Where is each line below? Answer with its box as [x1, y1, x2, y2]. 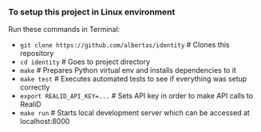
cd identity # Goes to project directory [19, 57, 150, 66]
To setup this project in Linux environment [8, 6, 176, 18]
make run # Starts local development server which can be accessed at [19, 108, 250, 118]
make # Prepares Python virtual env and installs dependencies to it [19, 66, 237, 75]
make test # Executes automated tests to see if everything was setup [19, 74, 247, 84]
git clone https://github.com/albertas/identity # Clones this [19, 40, 230, 50]
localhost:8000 [19, 117, 70, 126]
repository [19, 49, 54, 58]
